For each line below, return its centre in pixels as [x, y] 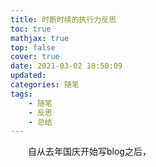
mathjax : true [40, 38]
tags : [21, 94]
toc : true [31, 29]
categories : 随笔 [45, 85]
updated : [28, 76]
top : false [33, 47]
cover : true [35, 57]
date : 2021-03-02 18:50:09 [66, 66]
